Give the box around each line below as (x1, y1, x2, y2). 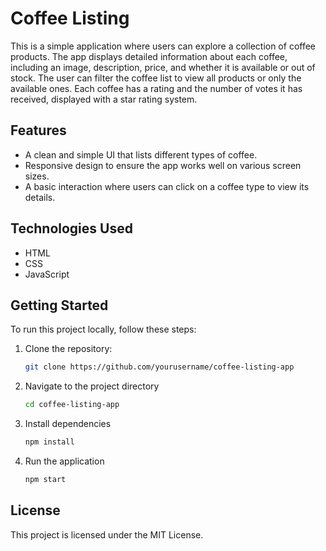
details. (24, 191, 56, 203)
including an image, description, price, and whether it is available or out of (10, 61, 316, 73)
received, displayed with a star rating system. (10, 93, 198, 105)
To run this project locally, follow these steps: (10, 323, 197, 336)
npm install (24, 437, 75, 447)
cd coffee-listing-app (24, 400, 120, 410)
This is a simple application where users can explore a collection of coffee (10, 40, 317, 52)
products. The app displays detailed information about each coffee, (10, 50, 288, 62)
